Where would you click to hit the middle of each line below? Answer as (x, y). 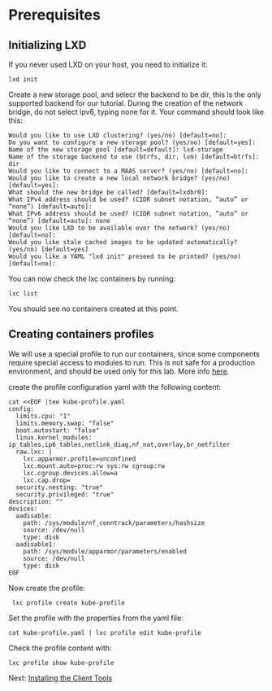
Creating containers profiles (81, 334)
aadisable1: (36, 544)
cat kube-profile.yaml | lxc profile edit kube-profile (105, 632)
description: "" (36, 501)
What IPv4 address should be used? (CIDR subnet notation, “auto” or (129, 199)
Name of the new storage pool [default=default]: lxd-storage (116, 150)
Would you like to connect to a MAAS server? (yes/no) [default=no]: (129, 171)
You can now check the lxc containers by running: (92, 279)
